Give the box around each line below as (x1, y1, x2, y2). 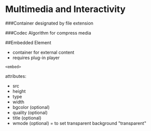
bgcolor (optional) (12, 104, 50, 110)
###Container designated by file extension (5, 20, 94, 26)
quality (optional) (12, 109, 48, 115)
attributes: (5, 73, 27, 79)
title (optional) (12, 114, 42, 121)
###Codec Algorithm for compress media (5, 30, 91, 36)
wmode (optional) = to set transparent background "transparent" (12, 120, 146, 126)
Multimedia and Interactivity (5, 4, 126, 15)
